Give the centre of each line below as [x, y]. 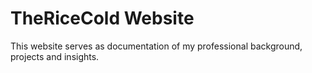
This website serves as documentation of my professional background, [156, 46]
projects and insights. [55, 56]
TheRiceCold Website [102, 18]
